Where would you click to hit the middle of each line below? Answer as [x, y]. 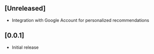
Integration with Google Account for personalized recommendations [80, 20]
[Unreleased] [25, 9]
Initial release [25, 47]
